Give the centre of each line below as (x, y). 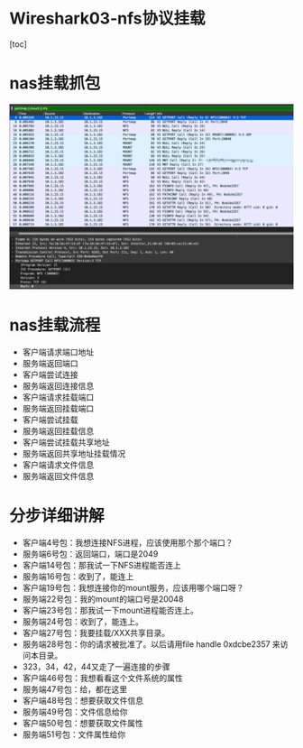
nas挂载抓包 (55, 83)
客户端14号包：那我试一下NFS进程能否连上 (102, 565)
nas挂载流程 (55, 325)
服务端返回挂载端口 (58, 408)
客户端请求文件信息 (58, 465)
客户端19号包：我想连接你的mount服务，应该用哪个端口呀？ (133, 587)
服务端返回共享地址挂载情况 (74, 453)
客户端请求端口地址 (58, 352)
